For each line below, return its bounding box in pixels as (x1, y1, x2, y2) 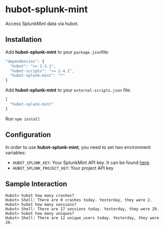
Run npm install (5, 116, 40, 122)
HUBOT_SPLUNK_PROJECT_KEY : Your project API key (12, 165, 114, 171)
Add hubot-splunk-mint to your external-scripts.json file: (5, 87, 131, 93)
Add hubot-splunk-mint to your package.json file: (5, 49, 109, 55)
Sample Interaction (5, 179, 68, 188)
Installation (5, 35, 42, 44)
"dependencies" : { (5, 59, 45, 64)
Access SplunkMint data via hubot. (5, 20, 79, 27)
